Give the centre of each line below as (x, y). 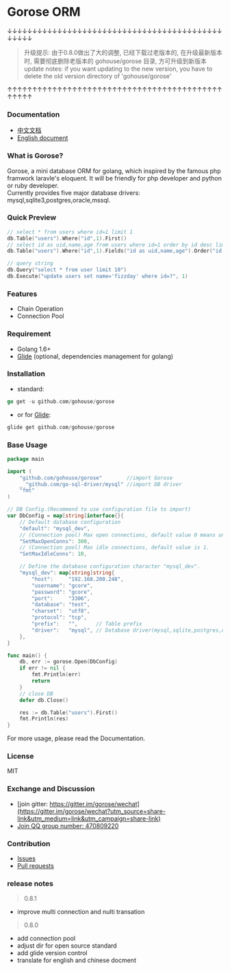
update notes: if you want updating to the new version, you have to (118, 69)
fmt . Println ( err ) (56, 675)
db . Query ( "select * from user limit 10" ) (67, 270)
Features (22, 294)
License (21, 756)
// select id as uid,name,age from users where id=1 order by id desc (110, 244)
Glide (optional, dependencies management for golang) (95, 356)
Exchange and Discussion (51, 789)
